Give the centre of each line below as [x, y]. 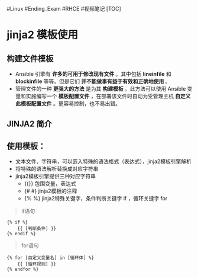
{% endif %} [21, 234]
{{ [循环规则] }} [37, 264]
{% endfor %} [23, 269]
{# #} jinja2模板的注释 [51, 191]
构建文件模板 [30, 58]
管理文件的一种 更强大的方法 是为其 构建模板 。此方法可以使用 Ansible [100, 89]
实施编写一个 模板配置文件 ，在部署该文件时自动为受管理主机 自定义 [108, 96]
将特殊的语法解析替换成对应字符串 [57, 169]
